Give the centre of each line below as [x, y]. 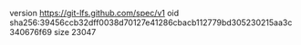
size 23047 [75, 32]
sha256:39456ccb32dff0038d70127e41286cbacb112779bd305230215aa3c [151, 22]
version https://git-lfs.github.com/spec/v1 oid [94, 13]
